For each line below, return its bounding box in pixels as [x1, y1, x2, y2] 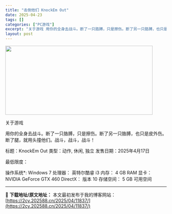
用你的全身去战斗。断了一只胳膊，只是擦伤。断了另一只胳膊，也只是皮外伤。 [5, 130, 167, 137]
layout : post [5, 31, 33, 36]
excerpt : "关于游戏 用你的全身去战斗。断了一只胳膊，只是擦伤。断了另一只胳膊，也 [5, 27, 160, 32]
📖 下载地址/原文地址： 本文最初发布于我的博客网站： [5, 192, 116, 198]
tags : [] [5, 17, 24, 22]
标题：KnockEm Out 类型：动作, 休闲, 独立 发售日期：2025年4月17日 [5, 148, 150, 154]
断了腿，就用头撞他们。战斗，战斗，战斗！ [5, 137, 95, 143]
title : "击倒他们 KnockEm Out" [5, 7, 69, 13]
